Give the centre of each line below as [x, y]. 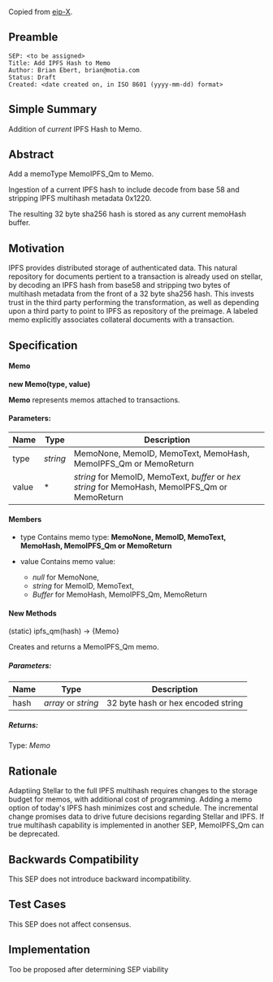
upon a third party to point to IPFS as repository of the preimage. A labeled [133, 311]
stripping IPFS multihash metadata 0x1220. [80, 198]
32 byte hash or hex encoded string [175, 703]
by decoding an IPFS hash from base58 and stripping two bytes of [119, 285]
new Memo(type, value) [50, 384]
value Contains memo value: [68, 562]
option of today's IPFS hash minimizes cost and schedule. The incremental [133, 808]
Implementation [50, 950]
